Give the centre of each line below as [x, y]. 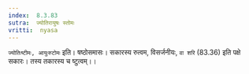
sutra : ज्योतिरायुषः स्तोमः [41, 23]
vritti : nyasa [33, 30]
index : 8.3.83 [33, 15]
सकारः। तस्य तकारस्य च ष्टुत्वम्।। [52, 61]
